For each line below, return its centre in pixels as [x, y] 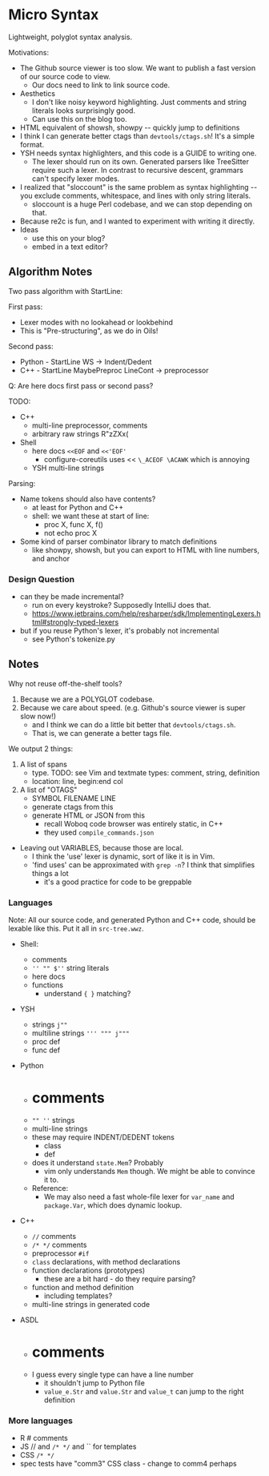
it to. [51, 1180]
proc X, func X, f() [74, 524]
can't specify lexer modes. [76, 179]
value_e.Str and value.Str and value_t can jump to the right [144, 1392]
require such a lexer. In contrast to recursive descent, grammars [138, 170]
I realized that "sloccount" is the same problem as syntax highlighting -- [139, 187]
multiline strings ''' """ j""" [80, 1033]
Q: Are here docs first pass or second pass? [81, 385]
